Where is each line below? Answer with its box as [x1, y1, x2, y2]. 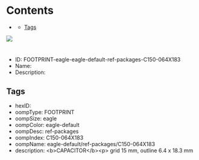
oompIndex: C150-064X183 [14, 134, 84, 141]
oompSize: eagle [14, 115, 57, 122]
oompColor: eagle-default [14, 121, 80, 128]
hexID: [14, 102, 31, 109]
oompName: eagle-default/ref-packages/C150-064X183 [14, 140, 156, 147]
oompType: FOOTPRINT [14, 108, 75, 115]
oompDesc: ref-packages [14, 128, 79, 135]
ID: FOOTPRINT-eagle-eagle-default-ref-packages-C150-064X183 [14, 56, 181, 63]
